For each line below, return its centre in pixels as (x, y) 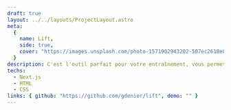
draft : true (24, 13)
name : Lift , (36, 39)
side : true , (36, 45)
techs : (16, 70)
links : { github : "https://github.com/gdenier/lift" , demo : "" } (103, 96)
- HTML (23, 83)
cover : (29, 52)
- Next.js (27, 77)
